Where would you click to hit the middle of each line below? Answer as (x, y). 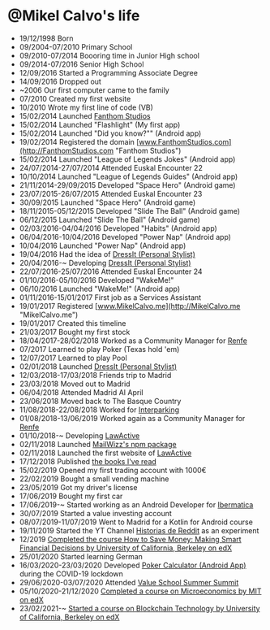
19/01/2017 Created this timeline (73, 323)
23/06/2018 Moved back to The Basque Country (100, 401)
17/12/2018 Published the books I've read (88, 461)
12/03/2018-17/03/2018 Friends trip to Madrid (95, 375)
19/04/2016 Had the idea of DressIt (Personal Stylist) (107, 254)
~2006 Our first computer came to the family (94, 90)
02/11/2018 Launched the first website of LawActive (105, 453)
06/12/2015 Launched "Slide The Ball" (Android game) (109, 219)
